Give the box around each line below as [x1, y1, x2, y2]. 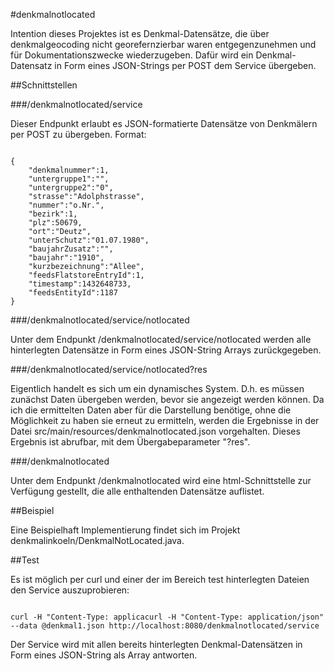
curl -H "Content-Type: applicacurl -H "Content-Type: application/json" [10, 612, 325, 622]
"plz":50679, [28, 218, 83, 228]
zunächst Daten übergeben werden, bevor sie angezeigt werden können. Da [10, 394, 325, 405]
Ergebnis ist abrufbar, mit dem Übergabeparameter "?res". [10, 436, 251, 448]
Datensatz [10, 60, 53, 71]
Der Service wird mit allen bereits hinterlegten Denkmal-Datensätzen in [10, 639, 303, 650]
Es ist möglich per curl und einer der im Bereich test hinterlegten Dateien [10, 574, 310, 585]
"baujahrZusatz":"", [28, 244, 114, 254]
